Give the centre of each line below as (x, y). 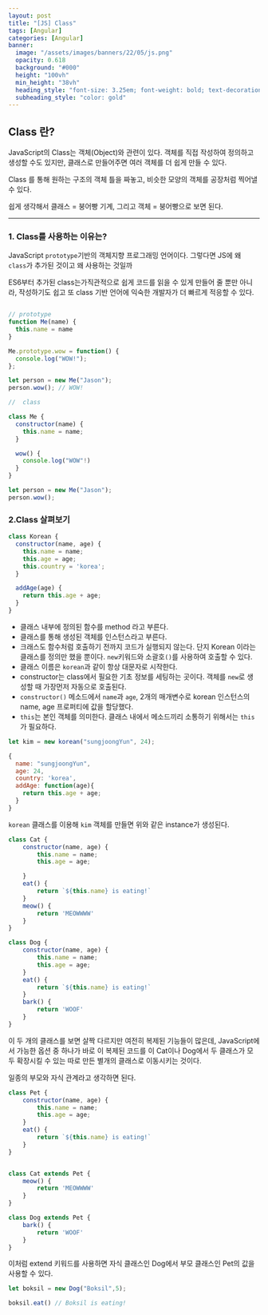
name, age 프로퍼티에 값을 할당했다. (77, 706)
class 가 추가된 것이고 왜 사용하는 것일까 (71, 265)
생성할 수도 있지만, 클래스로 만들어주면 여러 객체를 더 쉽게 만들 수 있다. (118, 163)
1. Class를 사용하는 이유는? (58, 236)
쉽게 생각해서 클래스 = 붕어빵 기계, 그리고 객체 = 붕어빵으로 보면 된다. (116, 207)
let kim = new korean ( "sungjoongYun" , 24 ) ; (82, 741)
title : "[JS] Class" (43, 23)
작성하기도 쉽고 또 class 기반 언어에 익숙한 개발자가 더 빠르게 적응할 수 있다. (136, 292)
